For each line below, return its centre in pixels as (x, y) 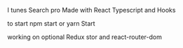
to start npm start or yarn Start (52, 23)
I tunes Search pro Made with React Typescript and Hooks (91, 10)
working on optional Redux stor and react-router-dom (85, 37)
